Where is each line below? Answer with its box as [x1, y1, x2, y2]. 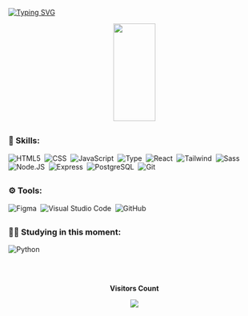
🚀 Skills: [8, 135, 40, 146]
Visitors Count [110, 283, 159, 293]
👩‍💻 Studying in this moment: [8, 226, 122, 238]
